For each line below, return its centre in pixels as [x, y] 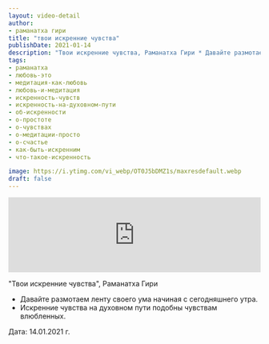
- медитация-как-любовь [48, 82]
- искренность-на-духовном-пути [62, 105]
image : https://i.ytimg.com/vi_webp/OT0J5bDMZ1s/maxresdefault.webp [125, 172]
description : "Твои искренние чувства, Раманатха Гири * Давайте [119, 53]
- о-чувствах [30, 127]
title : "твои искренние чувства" [64, 38]
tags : [17, 61]
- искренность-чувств [44, 98]
